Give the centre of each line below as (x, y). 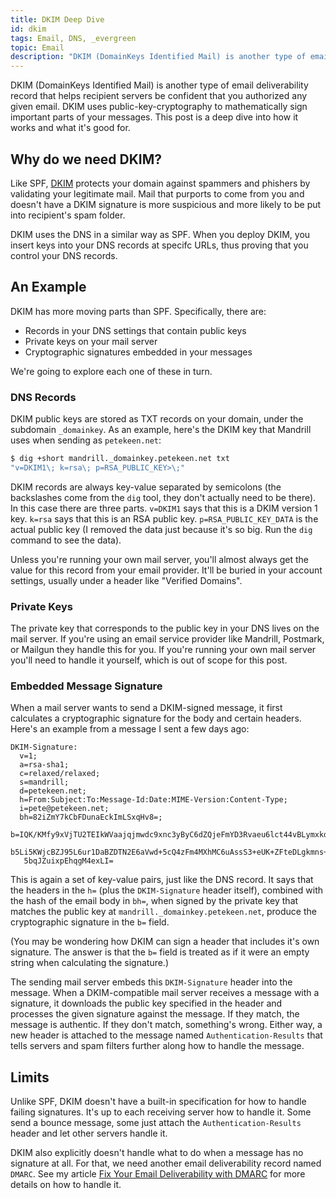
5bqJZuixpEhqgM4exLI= (68, 861)
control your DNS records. (64, 255)
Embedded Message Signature (86, 686)
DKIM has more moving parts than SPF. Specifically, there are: (138, 311)
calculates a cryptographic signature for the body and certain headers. (156, 718)
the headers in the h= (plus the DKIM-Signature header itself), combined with (167, 890)
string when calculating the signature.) (90, 963)
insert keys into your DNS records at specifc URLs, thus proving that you (159, 245)
